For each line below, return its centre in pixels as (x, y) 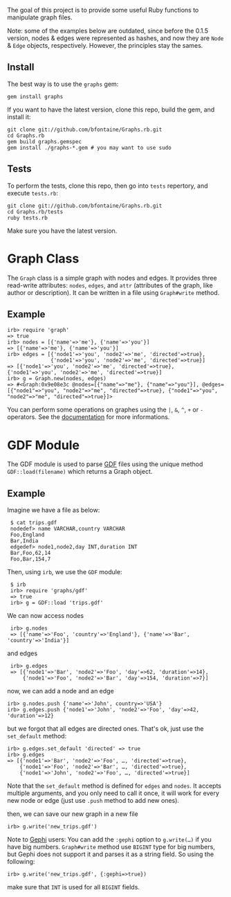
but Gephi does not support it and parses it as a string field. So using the (111, 854)
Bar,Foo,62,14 (30, 553)
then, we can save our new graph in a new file (73, 814)
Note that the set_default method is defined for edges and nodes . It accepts (114, 786)
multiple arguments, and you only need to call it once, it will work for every (113, 793)
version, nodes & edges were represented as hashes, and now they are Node (115, 38)
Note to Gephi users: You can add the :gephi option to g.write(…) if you (110, 840)
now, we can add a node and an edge (61, 691)
